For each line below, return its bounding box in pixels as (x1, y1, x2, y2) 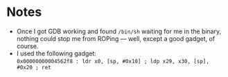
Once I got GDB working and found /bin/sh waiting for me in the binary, (16, 27, 222, 35)
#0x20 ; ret (16, 64, 51, 71)
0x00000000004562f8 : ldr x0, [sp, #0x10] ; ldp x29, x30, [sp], (16, 58, 209, 65)
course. (16, 42, 39, 50)
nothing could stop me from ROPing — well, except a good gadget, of (16, 34, 216, 42)
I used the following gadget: (16, 49, 96, 58)
